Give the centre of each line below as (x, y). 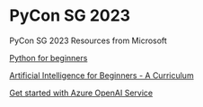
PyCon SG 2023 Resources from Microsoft (88, 40)
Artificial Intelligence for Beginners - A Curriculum (102, 75)
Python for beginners (49, 58)
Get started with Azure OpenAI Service (81, 93)
